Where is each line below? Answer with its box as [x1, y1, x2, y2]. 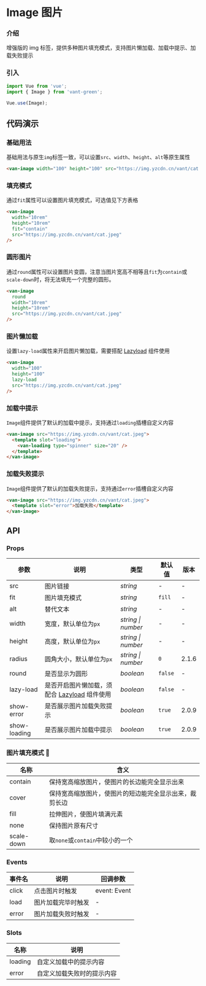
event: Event [95, 887, 131, 895]
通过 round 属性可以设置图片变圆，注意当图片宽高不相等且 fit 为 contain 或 [6, 268, 188, 275]
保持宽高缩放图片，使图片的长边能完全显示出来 [48, 778, 185, 786]
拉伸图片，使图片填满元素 [48, 810, 123, 818]
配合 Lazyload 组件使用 [44, 690, 112, 699]
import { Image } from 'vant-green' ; [6, 88, 103, 95]
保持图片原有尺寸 [48, 821, 99, 830]
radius [9, 654, 28, 663]
